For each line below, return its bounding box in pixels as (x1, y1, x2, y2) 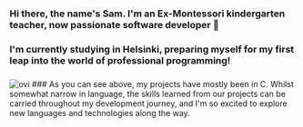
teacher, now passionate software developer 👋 (9, 18, 220, 31)
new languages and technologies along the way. (9, 107, 191, 118)
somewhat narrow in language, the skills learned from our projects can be (9, 88, 287, 99)
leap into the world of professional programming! (9, 54, 231, 66)
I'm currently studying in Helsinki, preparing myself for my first (9, 43, 295, 55)
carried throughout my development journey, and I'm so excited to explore (9, 98, 288, 109)
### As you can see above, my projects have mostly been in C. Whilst (31, 78, 294, 89)
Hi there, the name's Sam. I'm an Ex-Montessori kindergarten (9, 7, 286, 20)
